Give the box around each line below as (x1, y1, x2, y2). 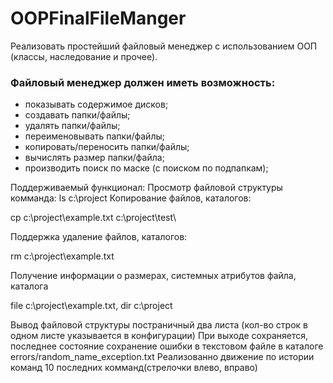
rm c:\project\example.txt (10, 250, 115, 262)
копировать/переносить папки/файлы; (24, 141, 190, 153)
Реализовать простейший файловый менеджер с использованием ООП (10, 40, 318, 52)
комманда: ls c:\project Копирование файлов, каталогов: (10, 192, 252, 204)
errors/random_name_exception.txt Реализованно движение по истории (10, 351, 315, 363)
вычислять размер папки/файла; (24, 152, 165, 164)
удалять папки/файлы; (24, 120, 121, 132)
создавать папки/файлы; (24, 109, 131, 121)
